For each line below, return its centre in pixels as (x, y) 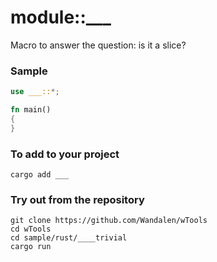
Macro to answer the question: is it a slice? (98, 45)
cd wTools (31, 229)
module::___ (61, 17)
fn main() (31, 110)
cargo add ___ (40, 175)
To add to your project (65, 154)
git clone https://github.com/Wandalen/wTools (109, 221)
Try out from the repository (77, 199)
